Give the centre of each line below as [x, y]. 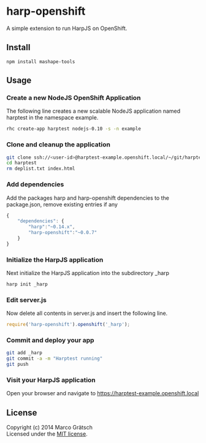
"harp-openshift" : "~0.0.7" [63, 233]
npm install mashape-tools [41, 62]
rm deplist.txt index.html [41, 169]
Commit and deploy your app [50, 340]
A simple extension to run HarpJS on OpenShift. [67, 28]
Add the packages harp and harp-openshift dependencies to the [88, 198]
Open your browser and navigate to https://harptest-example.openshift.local [103, 393]
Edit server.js [27, 300]
